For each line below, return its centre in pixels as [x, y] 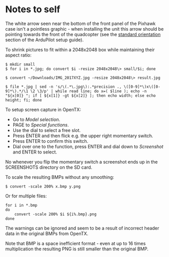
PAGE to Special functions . [41, 125]
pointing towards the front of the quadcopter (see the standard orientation [83, 34]
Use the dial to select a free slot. [47, 130]
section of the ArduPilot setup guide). [45, 40]
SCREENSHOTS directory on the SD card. [49, 167]
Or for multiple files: [26, 196]
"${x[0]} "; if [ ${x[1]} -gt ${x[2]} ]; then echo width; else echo [81, 95]
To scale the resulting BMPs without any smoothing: [60, 177]
